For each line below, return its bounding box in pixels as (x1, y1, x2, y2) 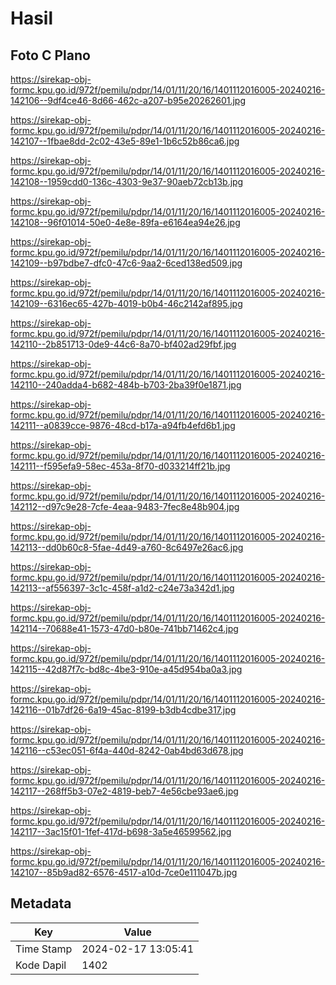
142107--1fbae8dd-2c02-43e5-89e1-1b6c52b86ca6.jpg (10, 135, 240, 147)
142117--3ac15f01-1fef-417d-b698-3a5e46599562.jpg (10, 826, 232, 837)
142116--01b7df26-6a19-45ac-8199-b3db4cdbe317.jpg (10, 704, 237, 716)
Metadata (10, 895, 72, 912)
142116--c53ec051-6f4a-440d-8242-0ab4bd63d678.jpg (10, 745, 244, 756)
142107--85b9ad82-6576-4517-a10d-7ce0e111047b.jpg (10, 867, 238, 878)
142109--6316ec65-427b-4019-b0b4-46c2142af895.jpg (10, 298, 243, 309)
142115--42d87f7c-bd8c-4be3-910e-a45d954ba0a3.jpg (10, 663, 243, 675)
